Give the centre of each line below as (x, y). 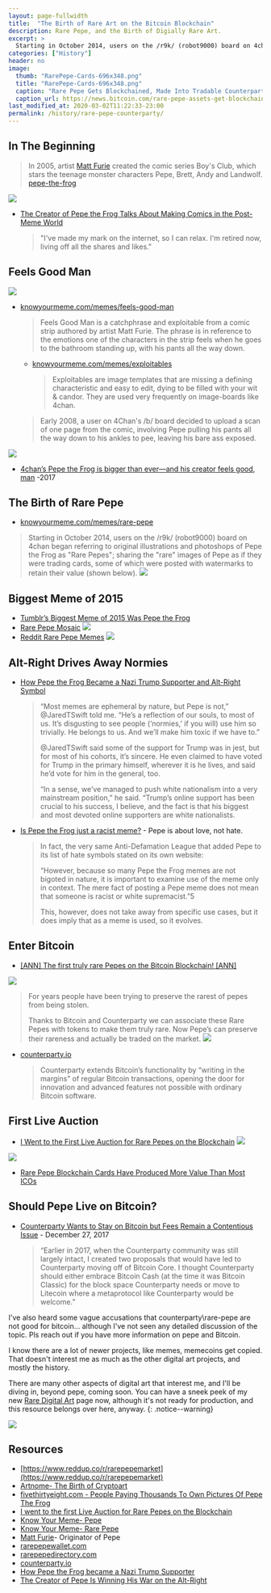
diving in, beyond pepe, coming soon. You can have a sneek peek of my (128, 1392)
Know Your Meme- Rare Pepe (69, 1529)
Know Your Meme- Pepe (61, 1520)
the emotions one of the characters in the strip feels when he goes (151, 339)
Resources (36, 1449)
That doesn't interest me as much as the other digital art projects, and (124, 1359)
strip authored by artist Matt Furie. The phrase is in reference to (146, 331)
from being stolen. (58, 1005)
